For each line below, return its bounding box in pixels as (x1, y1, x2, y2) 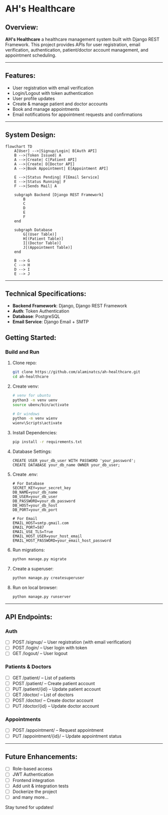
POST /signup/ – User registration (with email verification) (12, 639, 131, 645)
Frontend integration (12, 777, 55, 783)
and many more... (12, 794, 49, 800)
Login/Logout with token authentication (12, 90, 93, 96)
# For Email (12, 516, 37, 521)
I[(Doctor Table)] (23, 240, 61, 246)
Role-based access (12, 766, 52, 772)
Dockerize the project (12, 788, 57, 794)
